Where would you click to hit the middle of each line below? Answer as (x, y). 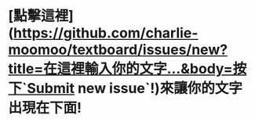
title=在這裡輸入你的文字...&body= (120, 69)
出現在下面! (45, 108)
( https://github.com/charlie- (103, 33)
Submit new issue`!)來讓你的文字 (135, 89)
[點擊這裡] (41, 16)
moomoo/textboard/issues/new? (118, 50)
